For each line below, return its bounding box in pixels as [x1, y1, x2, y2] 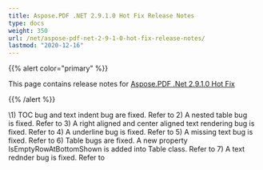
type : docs [8, 19, 45, 27]
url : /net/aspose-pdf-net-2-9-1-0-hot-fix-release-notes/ [8, 34, 205, 42]
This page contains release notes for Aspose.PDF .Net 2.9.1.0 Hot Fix [8, 79, 236, 89]
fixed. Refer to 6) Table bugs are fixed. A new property [8, 136, 188, 145]
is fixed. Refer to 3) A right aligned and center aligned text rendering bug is [8, 119, 255, 128]
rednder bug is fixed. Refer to [8, 153, 106, 163]
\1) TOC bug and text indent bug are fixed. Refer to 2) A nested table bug [8, 110, 248, 120]
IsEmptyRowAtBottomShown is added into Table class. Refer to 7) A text [8, 144, 245, 154]
